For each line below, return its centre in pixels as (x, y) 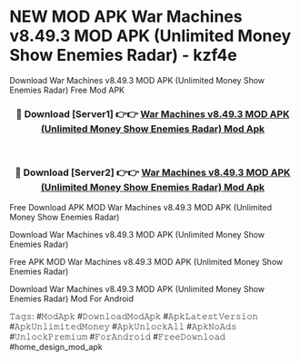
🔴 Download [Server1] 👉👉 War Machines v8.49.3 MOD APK (153, 113)
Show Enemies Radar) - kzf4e (124, 55)
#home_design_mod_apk (56, 346)
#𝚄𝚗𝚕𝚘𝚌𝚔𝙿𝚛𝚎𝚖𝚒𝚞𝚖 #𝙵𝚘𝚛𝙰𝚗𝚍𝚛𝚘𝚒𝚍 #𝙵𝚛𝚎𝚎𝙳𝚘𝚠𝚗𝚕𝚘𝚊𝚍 (117, 337)
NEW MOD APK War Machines (126, 17)
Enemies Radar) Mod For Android (72, 298)
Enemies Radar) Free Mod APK (67, 90)
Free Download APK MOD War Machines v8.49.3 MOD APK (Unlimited (141, 207)
